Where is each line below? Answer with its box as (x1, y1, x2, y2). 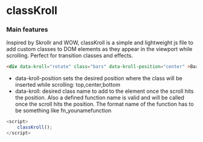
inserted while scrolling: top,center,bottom (14, 81, 121, 89)
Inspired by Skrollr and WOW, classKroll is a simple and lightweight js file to (6, 39, 193, 46)
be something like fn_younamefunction (14, 107, 112, 114)
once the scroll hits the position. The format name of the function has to (14, 101, 195, 108)
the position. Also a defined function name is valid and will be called (14, 94, 184, 101)
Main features (6, 25, 48, 34)
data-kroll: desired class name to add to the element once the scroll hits (14, 87, 194, 95)
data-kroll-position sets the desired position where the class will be (14, 75, 182, 82)
